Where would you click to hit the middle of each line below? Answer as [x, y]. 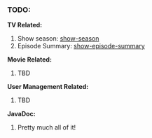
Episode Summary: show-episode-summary [81, 46]
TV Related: [25, 25]
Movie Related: [30, 60]
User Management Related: [48, 87]
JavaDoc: [22, 114]
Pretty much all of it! [47, 127]
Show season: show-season [58, 39]
